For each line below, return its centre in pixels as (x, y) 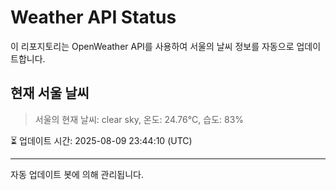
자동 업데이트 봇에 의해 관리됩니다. (77, 174)
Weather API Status (93, 17)
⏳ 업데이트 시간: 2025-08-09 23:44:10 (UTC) (101, 140)
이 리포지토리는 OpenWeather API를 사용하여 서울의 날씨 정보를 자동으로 (152, 46)
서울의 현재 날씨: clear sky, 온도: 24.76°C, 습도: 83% (139, 119)
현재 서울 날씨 (50, 93)
